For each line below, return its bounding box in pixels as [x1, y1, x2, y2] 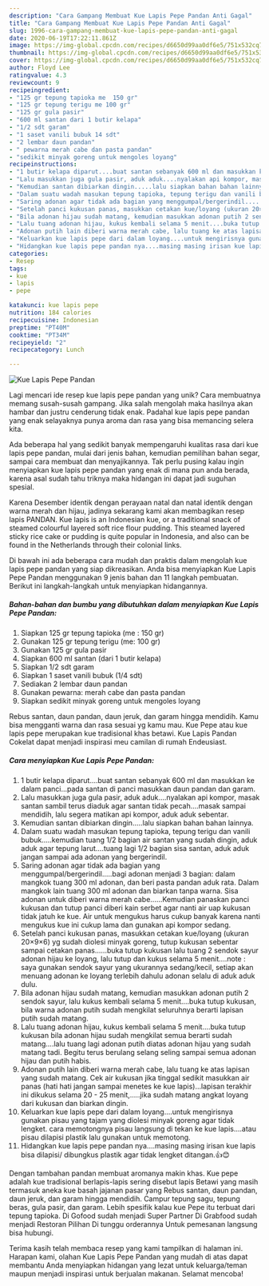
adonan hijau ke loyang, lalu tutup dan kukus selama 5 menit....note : [20, 954, 246, 964]
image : [9, 42, 31, 50]
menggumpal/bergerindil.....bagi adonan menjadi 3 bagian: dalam [20, 869, 236, 879]
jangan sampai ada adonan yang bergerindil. [20, 853, 168, 862]
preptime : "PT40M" [9, 323, 70, 332]
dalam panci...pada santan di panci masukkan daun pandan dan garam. [20, 785, 256, 794]
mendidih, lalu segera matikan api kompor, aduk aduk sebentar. [20, 809, 230, 820]
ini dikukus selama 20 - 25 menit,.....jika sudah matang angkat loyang [20, 1090, 249, 1100]
